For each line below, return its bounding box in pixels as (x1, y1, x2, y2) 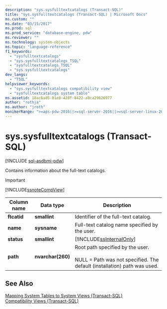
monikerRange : (5, 109, 35, 115)
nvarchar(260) (34, 253, 71, 260)
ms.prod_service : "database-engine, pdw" (5, 30, 92, 35)
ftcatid (7, 213, 24, 220)
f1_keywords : (5, 49, 32, 54)
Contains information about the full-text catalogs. (5, 167, 106, 173)
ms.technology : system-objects (5, 40, 70, 45)
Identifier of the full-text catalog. (75, 213, 152, 220)
